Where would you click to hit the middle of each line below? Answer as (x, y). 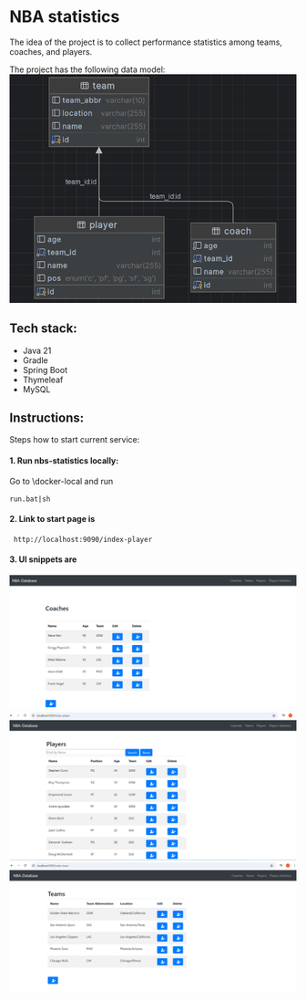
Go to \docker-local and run (61, 481)
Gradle (35, 360)
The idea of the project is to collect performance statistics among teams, (146, 42)
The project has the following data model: (87, 69)
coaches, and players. (51, 51)
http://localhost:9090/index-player (83, 539)
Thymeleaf (43, 380)
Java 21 (37, 350)
